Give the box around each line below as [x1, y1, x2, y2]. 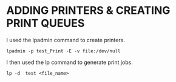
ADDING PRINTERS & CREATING [6, 4, 171, 17]
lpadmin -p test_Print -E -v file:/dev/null [6, 48, 121, 54]
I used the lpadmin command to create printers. [6, 36, 126, 43]
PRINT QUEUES [6, 16, 85, 30]
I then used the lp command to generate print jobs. [6, 58, 134, 66]
